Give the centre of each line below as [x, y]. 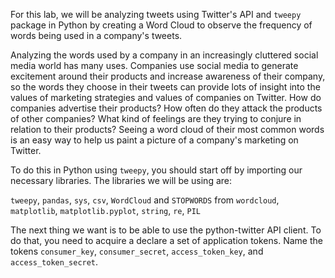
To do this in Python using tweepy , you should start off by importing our [156, 170]
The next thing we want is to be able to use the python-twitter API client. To [166, 230]
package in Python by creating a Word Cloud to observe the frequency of [161, 25]
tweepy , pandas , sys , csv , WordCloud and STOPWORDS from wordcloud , [145, 200]
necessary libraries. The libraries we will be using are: [121, 180]
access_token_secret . [54, 262]
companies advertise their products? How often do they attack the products [166, 108]
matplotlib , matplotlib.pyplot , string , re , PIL [105, 210]
